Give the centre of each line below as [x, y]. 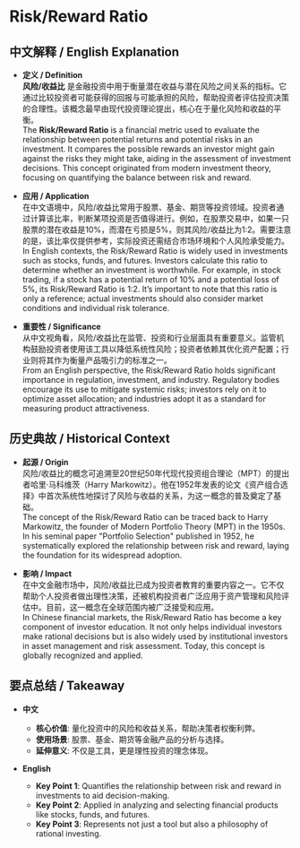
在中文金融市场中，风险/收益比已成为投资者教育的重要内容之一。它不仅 [153, 584]
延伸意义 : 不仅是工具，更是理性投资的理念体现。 [124, 750]
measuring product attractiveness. [86, 408]
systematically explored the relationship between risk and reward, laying [155, 545]
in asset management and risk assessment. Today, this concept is [144, 645]
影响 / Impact [47, 573]
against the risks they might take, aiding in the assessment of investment [156, 158]
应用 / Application [56, 196]
